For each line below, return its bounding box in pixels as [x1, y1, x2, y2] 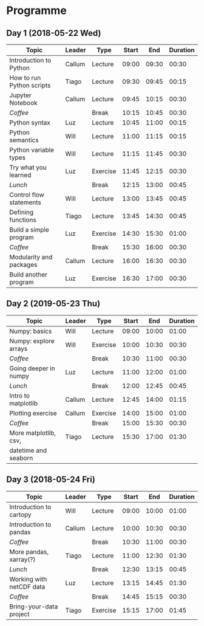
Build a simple [9, 225, 50, 234]
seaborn [9, 453, 33, 462]
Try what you [9, 163, 47, 171]
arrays [9, 344, 28, 353]
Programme [6, 4, 67, 18]
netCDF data [9, 582, 46, 591]
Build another [9, 270, 47, 278]
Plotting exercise [9, 408, 57, 417]
